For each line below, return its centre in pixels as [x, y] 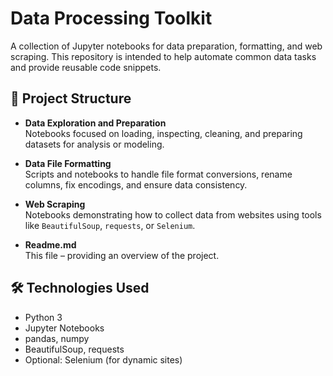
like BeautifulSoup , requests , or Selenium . [110, 225]
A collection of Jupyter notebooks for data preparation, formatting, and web [166, 46]
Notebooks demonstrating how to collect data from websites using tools [173, 214]
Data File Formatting [68, 163]
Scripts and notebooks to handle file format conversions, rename [158, 174]
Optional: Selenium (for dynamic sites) [103, 359]
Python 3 [43, 317]
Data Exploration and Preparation [95, 123]
